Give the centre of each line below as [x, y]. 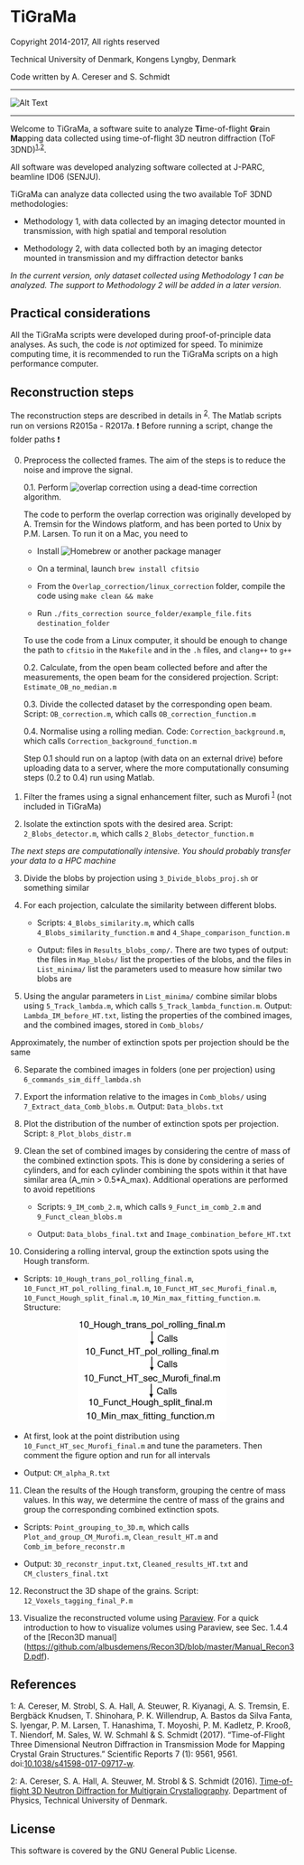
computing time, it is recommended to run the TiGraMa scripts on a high [144, 354]
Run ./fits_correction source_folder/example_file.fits [144, 613]
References [43, 1684]
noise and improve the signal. [78, 469]
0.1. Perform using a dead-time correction [140, 487]
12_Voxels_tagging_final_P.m [78, 1601]
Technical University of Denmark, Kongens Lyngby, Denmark [124, 59]
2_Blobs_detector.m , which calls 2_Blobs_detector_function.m [138, 833]
